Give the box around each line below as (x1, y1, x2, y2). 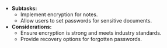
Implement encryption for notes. (20, 11, 98, 18)
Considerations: (11, 23, 52, 30)
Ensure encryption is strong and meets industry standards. (20, 29, 162, 36)
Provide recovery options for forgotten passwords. (20, 36, 142, 42)
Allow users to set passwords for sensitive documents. (20, 17, 152, 24)
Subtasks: (11, 5, 37, 12)
